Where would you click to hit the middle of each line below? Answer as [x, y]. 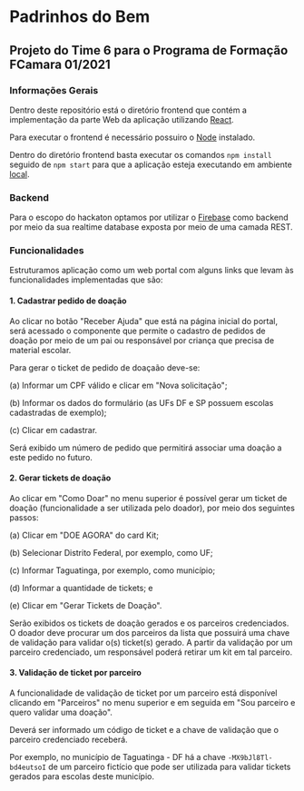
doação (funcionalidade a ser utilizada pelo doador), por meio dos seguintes [152, 508]
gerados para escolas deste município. [82, 776]
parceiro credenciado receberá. [69, 740]
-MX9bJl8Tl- [250, 758]
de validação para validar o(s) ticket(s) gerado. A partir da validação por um [151, 642]
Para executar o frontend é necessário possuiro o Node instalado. [132, 137]
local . [20, 173]
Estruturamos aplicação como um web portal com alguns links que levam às [152, 271]
